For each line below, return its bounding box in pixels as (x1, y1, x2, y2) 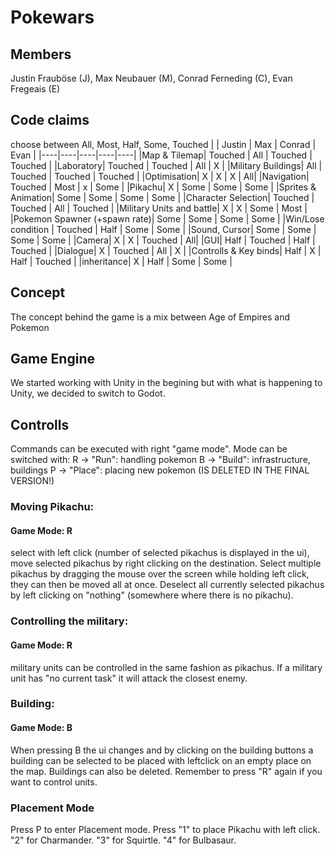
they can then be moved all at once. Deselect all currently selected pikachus (10, 579, 325, 591)
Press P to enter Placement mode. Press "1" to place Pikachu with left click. (10, 823, 321, 835)
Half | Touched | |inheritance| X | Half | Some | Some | (10, 255, 233, 267)
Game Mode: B (10, 722, 73, 734)
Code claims (10, 112, 90, 129)
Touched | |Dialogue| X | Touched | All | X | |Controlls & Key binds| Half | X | (10, 244, 322, 256)
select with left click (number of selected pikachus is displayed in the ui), (10, 547, 310, 559)
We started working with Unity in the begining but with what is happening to (10, 377, 323, 389)
